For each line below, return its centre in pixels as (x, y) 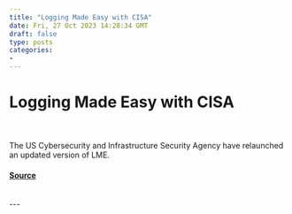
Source (23, 175)
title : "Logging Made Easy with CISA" (81, 17)
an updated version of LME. (60, 155)
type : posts (31, 42)
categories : (31, 50)
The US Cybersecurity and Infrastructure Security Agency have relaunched (146, 145)
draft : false (33, 34)
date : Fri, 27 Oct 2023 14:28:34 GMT (79, 26)
